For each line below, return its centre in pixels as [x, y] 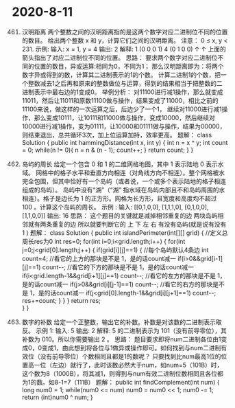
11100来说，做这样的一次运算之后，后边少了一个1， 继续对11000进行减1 [122, 109]
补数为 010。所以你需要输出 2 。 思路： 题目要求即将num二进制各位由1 [121, 339]
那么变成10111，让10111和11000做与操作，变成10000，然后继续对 [124, 117]
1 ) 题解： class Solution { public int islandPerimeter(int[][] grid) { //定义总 [125, 233]
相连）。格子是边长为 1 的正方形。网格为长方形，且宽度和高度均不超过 [119, 198]
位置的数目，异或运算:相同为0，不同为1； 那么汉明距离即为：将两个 [129, 66]
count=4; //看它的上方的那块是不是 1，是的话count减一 [99, 258]
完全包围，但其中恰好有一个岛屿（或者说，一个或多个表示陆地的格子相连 [124, 181]
